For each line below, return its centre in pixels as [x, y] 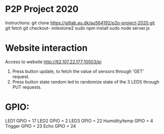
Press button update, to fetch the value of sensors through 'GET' [78, 71]
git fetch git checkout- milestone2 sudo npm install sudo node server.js [77, 28]
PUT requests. [27, 87]
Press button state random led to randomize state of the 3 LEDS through [86, 82]
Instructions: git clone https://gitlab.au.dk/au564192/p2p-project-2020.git [80, 23]
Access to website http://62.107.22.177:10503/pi [53, 62]
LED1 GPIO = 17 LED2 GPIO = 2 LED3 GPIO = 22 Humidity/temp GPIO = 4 [79, 121]
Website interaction [46, 48]
